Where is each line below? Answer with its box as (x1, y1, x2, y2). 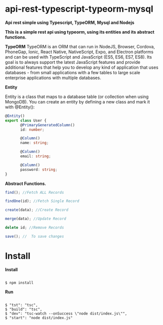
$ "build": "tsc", (5, 306, 42, 312)
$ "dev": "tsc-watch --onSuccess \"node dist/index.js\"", (5, 311, 127, 316)
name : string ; (20, 141, 49, 145)
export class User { (5, 118, 47, 123)
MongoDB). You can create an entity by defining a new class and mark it (5, 99, 150, 104)
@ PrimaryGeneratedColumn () (20, 122, 75, 127)
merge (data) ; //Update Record (5, 216, 67, 222)
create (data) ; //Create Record (5, 207, 69, 213)
